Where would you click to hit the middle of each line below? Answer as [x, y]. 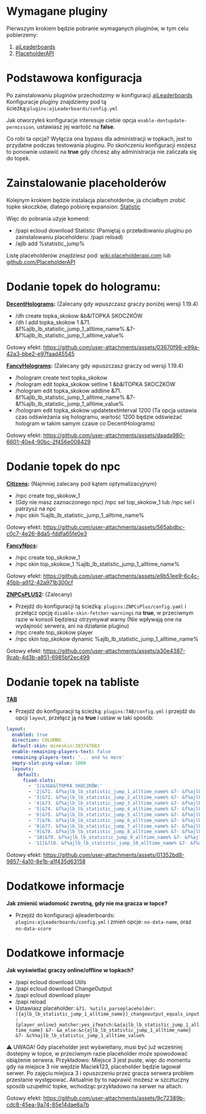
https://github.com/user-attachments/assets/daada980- [114, 435]
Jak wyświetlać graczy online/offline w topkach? [70, 970]
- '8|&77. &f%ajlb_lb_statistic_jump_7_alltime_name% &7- [104, 826]
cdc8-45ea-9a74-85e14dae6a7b [48, 1104]
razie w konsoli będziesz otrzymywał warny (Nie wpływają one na [98, 619]
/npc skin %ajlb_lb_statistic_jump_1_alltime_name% [80, 515]
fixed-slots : [39, 780]
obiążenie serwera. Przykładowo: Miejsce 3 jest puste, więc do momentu [99, 1060]
